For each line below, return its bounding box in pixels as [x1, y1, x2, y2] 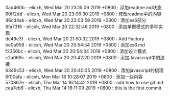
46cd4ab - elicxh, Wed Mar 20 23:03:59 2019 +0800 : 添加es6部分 [5, 17, 147, 23]
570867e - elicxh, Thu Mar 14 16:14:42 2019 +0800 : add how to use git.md [5, 80, 163, 85]
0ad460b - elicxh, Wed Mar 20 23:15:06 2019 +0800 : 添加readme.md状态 [5, 5, 162, 10]
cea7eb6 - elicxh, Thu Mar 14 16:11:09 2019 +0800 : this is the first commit [5, 85, 162, 91]
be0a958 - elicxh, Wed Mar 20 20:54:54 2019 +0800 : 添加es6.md [5, 42, 145, 47]
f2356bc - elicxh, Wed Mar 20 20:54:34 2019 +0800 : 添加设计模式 [5, 48, 147, 54]
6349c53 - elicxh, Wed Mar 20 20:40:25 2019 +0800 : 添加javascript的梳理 [5, 67, 164, 73]
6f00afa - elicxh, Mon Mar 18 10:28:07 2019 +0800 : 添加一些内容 [5, 74, 143, 80]
